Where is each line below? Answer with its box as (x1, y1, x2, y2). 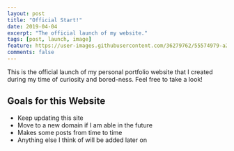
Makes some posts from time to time (17, 128, 123, 136)
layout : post (7, 10, 45, 17)
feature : (7, 42, 33, 49)
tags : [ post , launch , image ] (7, 36, 92, 43)
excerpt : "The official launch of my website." (7, 29, 148, 37)
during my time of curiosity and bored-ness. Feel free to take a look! (7, 75, 203, 83)
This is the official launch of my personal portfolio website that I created (7, 67, 214, 76)
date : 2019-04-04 (7, 23, 58, 30)
